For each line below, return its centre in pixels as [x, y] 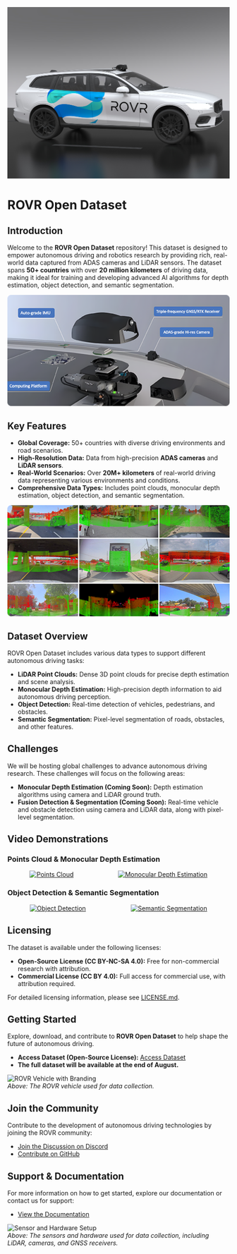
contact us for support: [41, 1200]
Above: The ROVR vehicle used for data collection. [81, 1086]
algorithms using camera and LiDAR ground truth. [89, 794]
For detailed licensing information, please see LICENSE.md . [93, 997]
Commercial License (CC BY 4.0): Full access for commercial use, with [121, 976]
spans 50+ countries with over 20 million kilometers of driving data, [108, 270]
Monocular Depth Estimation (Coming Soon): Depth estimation [110, 787]
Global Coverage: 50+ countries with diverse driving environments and [121, 443]
